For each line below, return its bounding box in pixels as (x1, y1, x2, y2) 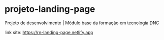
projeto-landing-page (4, 3, 96, 15)
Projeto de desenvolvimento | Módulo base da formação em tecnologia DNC (4, 20, 160, 26)
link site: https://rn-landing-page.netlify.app (4, 29, 94, 35)
